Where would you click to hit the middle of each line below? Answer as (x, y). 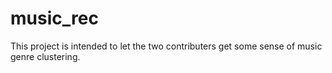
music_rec (54, 18)
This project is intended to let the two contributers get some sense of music (166, 46)
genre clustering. (45, 56)
